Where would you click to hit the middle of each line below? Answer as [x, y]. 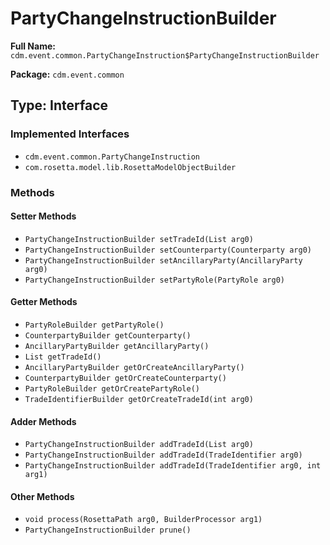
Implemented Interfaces [70, 134]
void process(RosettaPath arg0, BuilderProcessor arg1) [143, 520]
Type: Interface [59, 105]
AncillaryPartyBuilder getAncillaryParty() [117, 346]
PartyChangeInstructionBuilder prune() [108, 530]
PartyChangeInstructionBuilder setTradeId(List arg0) [139, 239]
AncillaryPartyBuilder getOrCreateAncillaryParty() [134, 367]
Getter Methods [44, 302]
